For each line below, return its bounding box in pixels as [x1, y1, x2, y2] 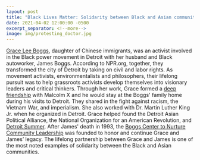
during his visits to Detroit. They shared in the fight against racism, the [6, 98, 179, 105]
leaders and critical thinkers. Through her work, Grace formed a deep [6, 85, 177, 92]
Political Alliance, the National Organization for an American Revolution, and [6, 117, 192, 124]
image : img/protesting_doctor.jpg [6, 31, 92, 37]
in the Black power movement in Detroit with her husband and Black [6, 54, 173, 61]
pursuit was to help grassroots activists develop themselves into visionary [6, 79, 187, 86]
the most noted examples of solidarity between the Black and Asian [6, 142, 171, 149]
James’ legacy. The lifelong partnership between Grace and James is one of [6, 136, 193, 143]
